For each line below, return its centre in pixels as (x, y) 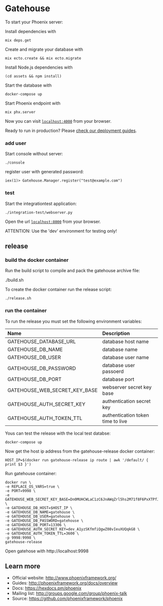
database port (118, 379)
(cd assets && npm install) (33, 76)
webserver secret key (127, 387)
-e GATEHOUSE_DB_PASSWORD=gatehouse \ (44, 521)
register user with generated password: (44, 172)
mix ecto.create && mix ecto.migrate (43, 58)
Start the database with (28, 85)
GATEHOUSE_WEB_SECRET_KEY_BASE (53, 390)
